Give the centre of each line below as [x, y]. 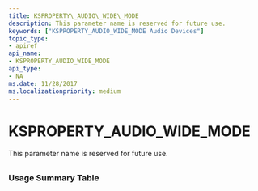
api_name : [25, 53]
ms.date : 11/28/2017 [43, 83]
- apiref [23, 46]
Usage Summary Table [54, 177]
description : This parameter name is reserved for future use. [117, 23]
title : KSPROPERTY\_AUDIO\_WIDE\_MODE [74, 16]
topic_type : [28, 38]
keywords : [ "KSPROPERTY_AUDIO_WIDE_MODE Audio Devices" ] [106, 31]
